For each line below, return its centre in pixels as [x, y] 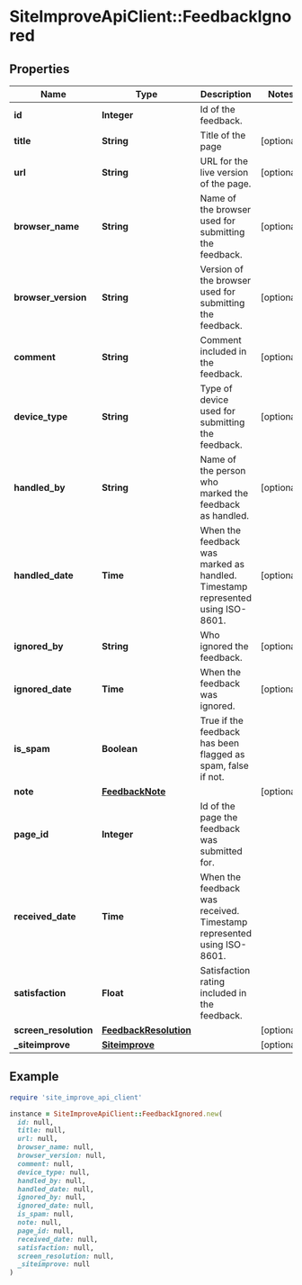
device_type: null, [54, 1172]
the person [223, 471]
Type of [216, 389]
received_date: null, [58, 1239]
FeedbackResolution [147, 1030]
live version [224, 172]
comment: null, [46, 1163]
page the [219, 817]
